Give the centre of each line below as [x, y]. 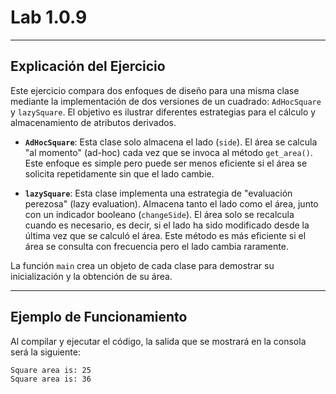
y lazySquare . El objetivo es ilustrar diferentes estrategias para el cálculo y [163, 112]
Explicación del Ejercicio [88, 66]
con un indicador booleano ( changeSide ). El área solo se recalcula [159, 214]
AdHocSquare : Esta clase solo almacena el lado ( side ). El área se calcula [171, 142]
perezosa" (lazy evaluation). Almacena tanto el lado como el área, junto [171, 203]
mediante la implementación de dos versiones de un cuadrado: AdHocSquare [166, 101]
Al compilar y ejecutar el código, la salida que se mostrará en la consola [158, 341]
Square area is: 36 [51, 379]
